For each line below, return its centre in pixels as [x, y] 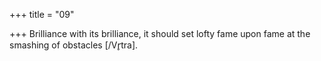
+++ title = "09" [42, 14]
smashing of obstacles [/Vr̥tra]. [74, 45]
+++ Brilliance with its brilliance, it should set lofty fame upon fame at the [160, 33]
